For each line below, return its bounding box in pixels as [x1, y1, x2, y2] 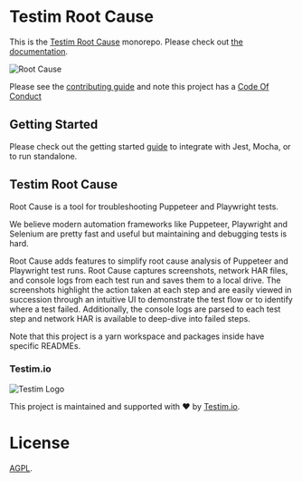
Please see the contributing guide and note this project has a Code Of [9, 81, 269, 92]
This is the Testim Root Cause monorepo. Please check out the [9, 36, 244, 47]
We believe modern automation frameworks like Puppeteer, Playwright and [9, 218, 288, 229]
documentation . [9, 45, 69, 56]
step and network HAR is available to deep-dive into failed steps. [9, 313, 250, 323]
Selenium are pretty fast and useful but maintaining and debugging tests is [9, 228, 288, 239]
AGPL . [9, 462, 33, 473]
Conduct [9, 91, 42, 101]
